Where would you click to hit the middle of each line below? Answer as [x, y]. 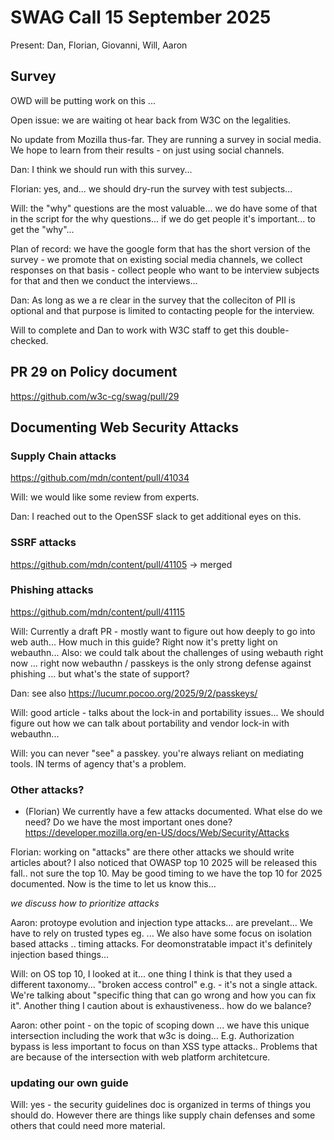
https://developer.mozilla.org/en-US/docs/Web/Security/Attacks [157, 833]
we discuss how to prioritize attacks [85, 903]
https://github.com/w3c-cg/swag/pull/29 [95, 396]
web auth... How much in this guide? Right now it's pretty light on [144, 642]
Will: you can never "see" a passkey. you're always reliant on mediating [157, 753]
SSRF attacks [43, 543]
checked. [29, 340]
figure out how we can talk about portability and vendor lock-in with [150, 723]
